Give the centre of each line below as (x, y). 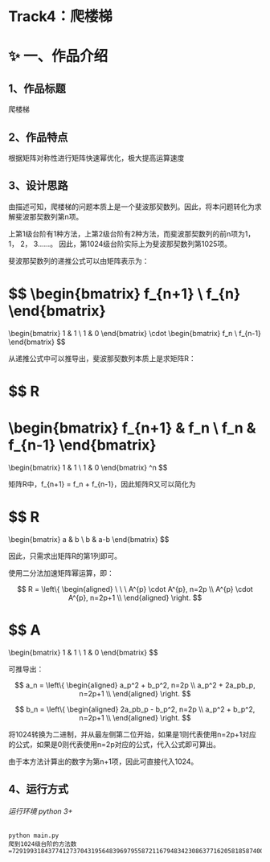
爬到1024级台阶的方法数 (43, 844)
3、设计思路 (38, 186)
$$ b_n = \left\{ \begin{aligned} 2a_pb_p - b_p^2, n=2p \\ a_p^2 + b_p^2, (135, 709)
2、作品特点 (38, 137)
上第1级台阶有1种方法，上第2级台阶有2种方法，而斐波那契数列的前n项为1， (132, 233)
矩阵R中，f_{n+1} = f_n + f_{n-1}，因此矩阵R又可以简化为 (102, 484)
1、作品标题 (37, 88)
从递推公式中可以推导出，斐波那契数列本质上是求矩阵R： (102, 358)
